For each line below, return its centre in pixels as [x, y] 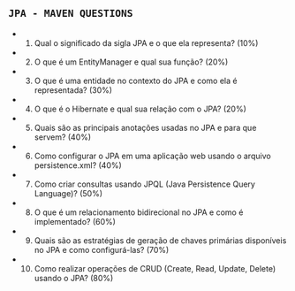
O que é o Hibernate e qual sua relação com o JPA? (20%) [140, 109]
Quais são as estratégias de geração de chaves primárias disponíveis [160, 240]
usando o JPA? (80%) [74, 278]
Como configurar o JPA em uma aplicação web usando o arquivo [152, 156]
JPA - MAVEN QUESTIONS [71, 14]
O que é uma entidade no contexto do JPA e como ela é [136, 80]
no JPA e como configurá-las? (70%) [102, 249]
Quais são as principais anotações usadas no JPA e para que [145, 127]
